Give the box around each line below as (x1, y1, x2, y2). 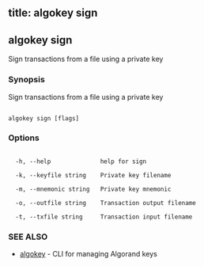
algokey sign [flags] (8, 114, 80, 122)
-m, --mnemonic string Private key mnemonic (15, 185, 172, 193)
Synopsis (8, 74, 45, 85)
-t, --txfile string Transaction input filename (15, 213, 193, 221)
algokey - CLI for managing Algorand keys (19, 249, 158, 259)
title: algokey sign (8, 6, 98, 20)
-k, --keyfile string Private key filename (15, 171, 172, 179)
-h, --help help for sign (15, 158, 147, 165)
